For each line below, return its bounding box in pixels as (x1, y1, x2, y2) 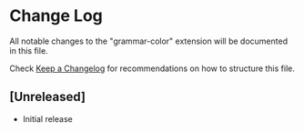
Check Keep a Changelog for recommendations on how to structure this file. (9, 63, 296, 74)
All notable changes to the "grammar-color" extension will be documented (9, 36, 289, 46)
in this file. (9, 45, 48, 56)
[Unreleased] (9, 89, 86, 105)
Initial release (22, 113, 73, 124)
